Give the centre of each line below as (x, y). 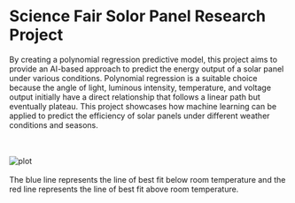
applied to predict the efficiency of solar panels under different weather (140, 116)
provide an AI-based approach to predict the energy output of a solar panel (147, 69)
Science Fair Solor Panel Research (138, 16)
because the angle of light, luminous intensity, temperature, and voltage (140, 87)
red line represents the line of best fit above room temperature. (124, 189)
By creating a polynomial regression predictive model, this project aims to (143, 59)
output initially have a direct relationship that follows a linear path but (135, 97)
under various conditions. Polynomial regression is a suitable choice (133, 78)
